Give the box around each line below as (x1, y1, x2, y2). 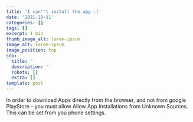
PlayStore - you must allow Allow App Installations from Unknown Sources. (6, 103, 188, 110)
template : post (6, 81, 44, 86)
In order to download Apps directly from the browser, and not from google (6, 97, 187, 104)
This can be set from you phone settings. (6, 109, 106, 116)
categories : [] (6, 20, 44, 25)
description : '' (11, 63, 51, 70)
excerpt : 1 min (6, 31, 44, 37)
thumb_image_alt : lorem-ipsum (6, 36, 81, 42)
